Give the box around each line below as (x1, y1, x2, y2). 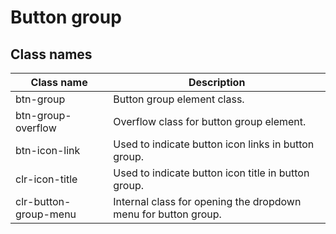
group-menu (15, 207, 77, 221)
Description (188, 76, 246, 89)
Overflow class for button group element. (113, 115, 307, 128)
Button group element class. (113, 92, 245, 106)
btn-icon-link (15, 144, 81, 157)
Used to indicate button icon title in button (113, 166, 310, 180)
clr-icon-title (15, 172, 78, 186)
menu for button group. (113, 207, 222, 221)
